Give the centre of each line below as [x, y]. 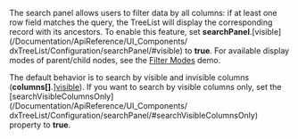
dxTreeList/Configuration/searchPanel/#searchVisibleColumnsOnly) [134, 115]
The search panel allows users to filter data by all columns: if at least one [143, 13]
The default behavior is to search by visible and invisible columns [129, 78]
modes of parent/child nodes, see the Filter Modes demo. [115, 60]
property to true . [40, 125]
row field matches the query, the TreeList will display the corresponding [141, 22]
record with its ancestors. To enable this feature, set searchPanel [129, 32]
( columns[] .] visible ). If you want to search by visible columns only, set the [145, 87]
